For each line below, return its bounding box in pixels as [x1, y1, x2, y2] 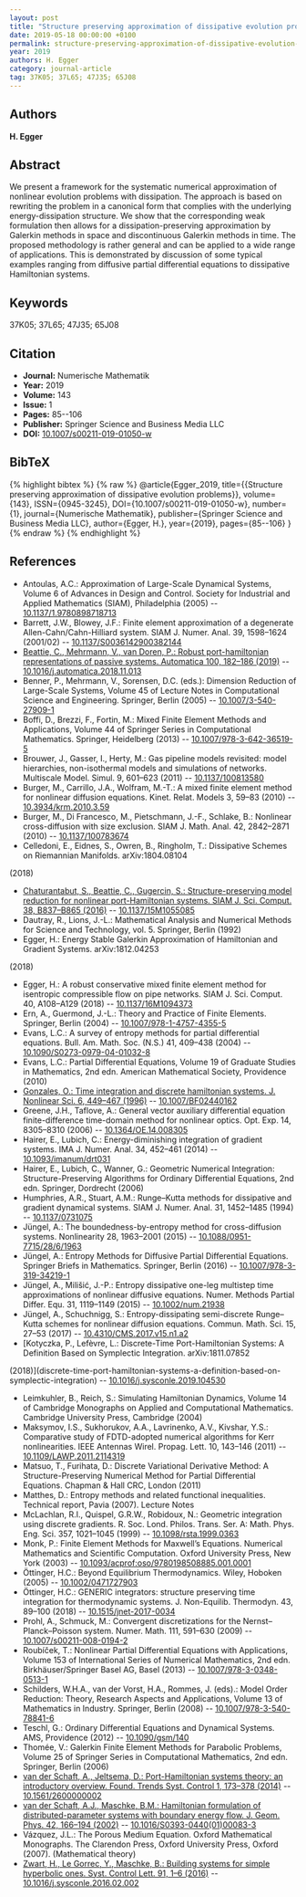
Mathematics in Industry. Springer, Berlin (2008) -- [22, 1703, 214, 1714]
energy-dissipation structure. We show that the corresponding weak [9, 211, 266, 222]
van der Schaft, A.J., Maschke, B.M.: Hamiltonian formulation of [22, 1799, 261, 1810]
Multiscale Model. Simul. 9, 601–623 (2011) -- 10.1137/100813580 [22, 772, 264, 783]
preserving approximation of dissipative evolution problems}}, [9, 488, 241, 499]
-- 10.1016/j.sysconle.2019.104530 [98, 1375, 226, 1386]
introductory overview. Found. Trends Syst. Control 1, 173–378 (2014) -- [22, 1780, 291, 1791]
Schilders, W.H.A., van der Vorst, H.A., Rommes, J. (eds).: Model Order [22, 1683, 289, 1694]
